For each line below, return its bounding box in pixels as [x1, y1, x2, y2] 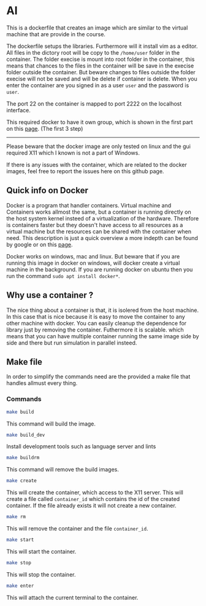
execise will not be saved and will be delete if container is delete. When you [6, 75, 197, 82]
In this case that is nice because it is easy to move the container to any [6, 313, 185, 320]
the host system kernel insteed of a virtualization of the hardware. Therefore [6, 214, 199, 222]
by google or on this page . [6, 241, 73, 248]
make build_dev [6, 432, 45, 438]
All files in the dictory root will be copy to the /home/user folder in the [6, 49, 180, 56]
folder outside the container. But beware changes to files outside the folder [6, 68, 196, 76]
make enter [6, 583, 34, 589]
